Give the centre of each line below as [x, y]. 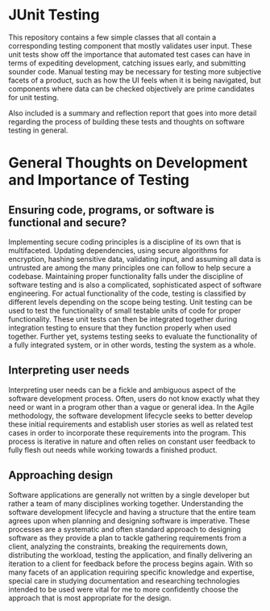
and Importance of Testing [99, 180]
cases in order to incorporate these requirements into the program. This [127, 432]
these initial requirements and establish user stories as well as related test [131, 424]
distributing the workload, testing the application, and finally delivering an [130, 554]
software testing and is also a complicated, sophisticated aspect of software [135, 284]
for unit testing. [33, 97]
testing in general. [38, 130]
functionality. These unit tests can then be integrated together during [123, 319]
